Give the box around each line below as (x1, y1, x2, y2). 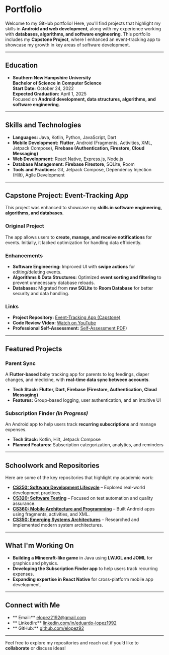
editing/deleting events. (12, 269, 62, 275)
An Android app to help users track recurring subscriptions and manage (5, 421, 156, 428)
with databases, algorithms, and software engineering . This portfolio (5, 31, 151, 37)
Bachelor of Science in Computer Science (12, 80, 102, 86)
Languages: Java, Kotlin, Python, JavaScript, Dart (12, 134, 117, 140)
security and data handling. (12, 290, 69, 296)
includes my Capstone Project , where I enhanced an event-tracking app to (5, 36, 161, 42)
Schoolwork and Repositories (5, 461, 100, 470)
